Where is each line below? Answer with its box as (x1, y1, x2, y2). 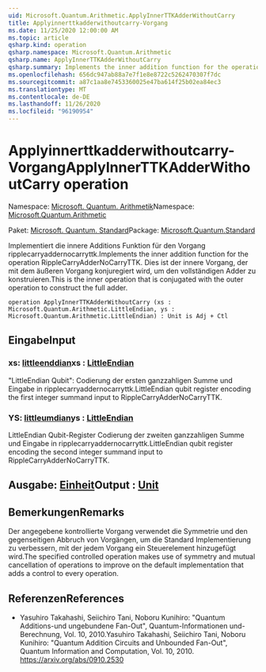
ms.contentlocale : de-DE (8, 93, 90, 101)
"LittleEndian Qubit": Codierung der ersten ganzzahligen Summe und (8, 375, 234, 385)
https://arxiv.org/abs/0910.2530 (19, 655, 124, 664)
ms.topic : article (8, 33, 69, 42)
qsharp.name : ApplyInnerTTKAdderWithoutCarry (8, 56, 161, 64)
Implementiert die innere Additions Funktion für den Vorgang (8, 240, 206, 250)
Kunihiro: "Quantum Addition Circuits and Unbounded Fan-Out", (19, 638, 228, 647)
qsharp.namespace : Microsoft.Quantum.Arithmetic (8, 48, 172, 56)
